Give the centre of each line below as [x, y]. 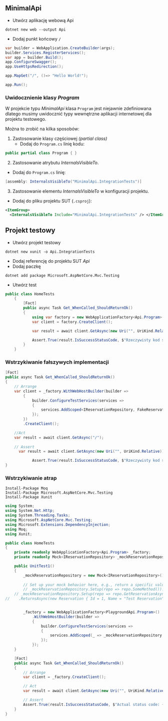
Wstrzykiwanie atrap [31, 478]
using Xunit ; [19, 534]
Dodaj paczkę [26, 266]
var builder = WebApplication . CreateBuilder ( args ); [60, 48]
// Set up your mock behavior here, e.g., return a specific [88, 585]
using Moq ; [16, 529]
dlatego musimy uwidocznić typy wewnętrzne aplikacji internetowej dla [78, 114]
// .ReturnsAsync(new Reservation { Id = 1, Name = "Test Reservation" [85, 599]
